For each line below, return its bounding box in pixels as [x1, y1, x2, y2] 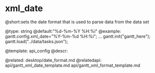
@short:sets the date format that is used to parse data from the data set [5, 19, 150, 25]
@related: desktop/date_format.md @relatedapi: [5, 57, 101, 63]
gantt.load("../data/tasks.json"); [5, 38, 68, 44]
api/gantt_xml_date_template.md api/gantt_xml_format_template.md [5, 62, 140, 68]
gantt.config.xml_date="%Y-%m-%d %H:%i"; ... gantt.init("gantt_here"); [5, 33, 151, 39]
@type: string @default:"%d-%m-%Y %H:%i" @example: [5, 28, 121, 34]
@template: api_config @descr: [5, 48, 68, 54]
